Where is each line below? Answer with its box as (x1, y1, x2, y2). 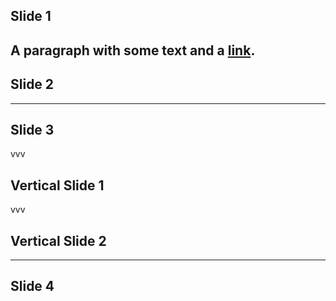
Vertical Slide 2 (10, 232, 107, 249)
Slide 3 (10, 121, 55, 138)
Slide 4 (10, 278, 55, 295)
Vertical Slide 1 (10, 177, 105, 194)
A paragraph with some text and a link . (10, 42, 256, 59)
